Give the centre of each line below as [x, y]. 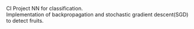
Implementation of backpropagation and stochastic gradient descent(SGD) [97, 14]
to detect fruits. [25, 21]
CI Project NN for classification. [44, 8]
